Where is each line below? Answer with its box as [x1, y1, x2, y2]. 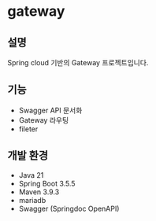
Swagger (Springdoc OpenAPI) [18, 204, 120, 213]
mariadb [18, 195, 46, 204]
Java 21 [18, 170, 44, 179]
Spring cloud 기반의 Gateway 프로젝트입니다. [7, 58, 149, 67]
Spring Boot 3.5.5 [18, 179, 76, 188]
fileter [18, 124, 39, 134]
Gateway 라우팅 [18, 115, 69, 124]
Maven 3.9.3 [18, 187, 60, 197]
